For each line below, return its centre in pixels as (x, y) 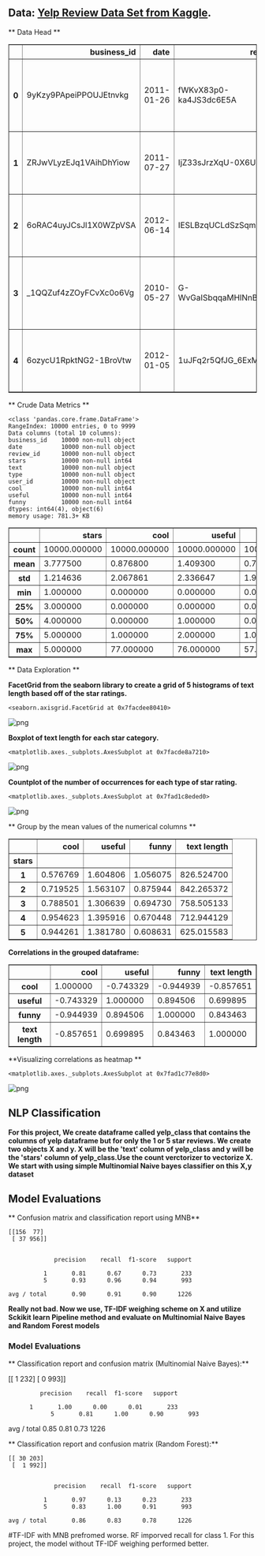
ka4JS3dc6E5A (207, 99)
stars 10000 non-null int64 (70, 461)
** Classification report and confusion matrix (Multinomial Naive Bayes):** (129, 1363)
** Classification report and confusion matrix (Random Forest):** (113, 1444)
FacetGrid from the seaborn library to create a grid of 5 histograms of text (131, 685)
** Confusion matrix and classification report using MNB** (104, 1217)
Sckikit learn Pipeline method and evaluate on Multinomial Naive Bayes (127, 1318)
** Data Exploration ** (44, 669)
